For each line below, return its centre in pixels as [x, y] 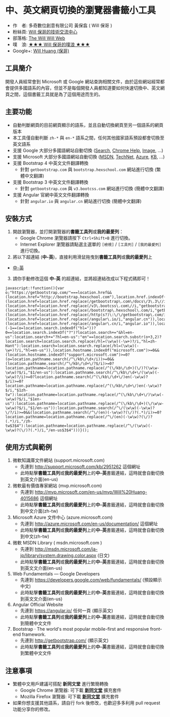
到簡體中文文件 [36, 623]
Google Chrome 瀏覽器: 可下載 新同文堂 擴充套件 [71, 690]
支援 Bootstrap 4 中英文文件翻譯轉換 [50, 163]
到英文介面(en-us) [39, 480]
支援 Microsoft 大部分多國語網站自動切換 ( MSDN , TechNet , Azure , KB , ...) [89, 157]
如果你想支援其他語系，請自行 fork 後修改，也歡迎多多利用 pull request [86, 703]
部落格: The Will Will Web [39, 38]
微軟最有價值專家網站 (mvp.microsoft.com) [57, 486]
